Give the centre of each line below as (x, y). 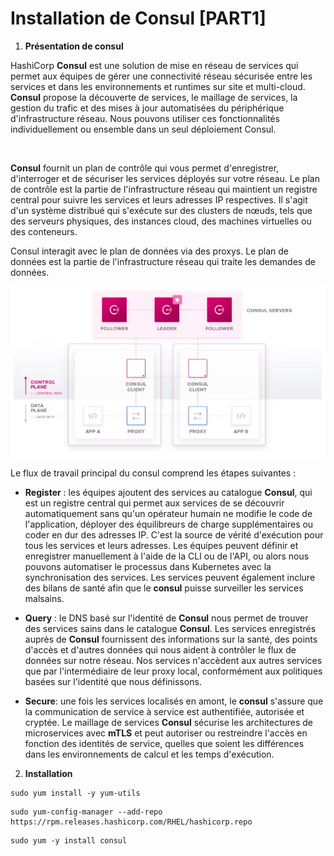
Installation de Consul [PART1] (138, 18)
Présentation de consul (74, 46)
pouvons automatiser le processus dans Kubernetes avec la (148, 567)
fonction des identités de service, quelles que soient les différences (164, 744)
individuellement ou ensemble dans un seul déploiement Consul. (143, 129)
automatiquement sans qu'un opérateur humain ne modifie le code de (168, 514)
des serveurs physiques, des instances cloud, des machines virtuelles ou (161, 221)
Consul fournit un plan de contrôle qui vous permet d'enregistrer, (145, 168)
